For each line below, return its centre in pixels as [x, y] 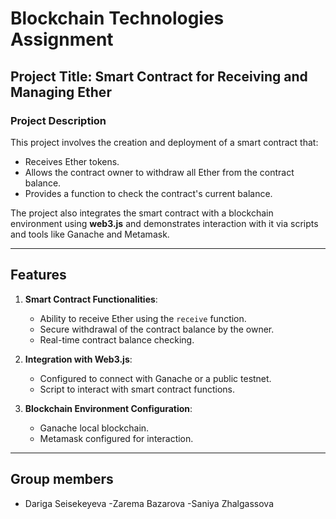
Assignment [62, 39]
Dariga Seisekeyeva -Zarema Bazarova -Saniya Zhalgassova [149, 503]
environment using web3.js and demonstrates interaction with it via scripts [164, 223]
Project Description [58, 120]
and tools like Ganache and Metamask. [90, 234]
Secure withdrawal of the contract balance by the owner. [157, 329]
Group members [62, 479]
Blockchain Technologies [117, 18]
